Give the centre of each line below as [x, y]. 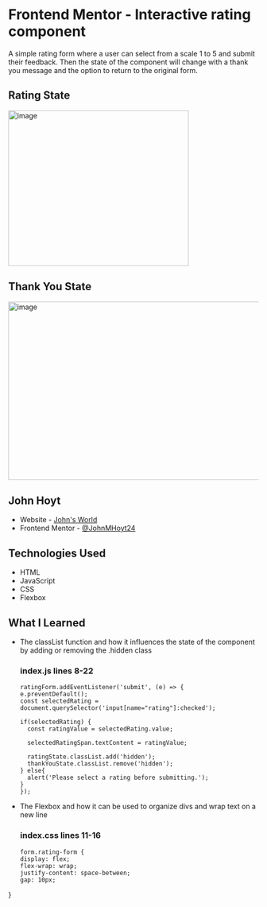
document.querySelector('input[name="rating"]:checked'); [118, 708]
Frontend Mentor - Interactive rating [130, 15]
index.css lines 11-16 [60, 835]
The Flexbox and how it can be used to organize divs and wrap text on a [138, 806]
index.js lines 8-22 [56, 671]
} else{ [32, 771]
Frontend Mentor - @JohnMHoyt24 [77, 528]
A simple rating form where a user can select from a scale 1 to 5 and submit [132, 53]
